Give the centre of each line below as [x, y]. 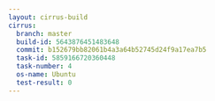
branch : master [44, 33]
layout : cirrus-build [48, 17]
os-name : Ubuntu [46, 75]
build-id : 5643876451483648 [68, 42]
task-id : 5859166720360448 [66, 58]
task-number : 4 [44, 67]
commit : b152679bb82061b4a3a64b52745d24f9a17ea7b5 [111, 50]
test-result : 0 [44, 83]
